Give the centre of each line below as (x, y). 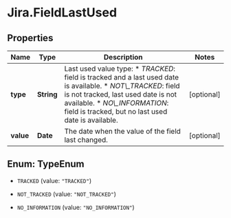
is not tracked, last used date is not (121, 94)
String (47, 94)
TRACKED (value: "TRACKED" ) (54, 180)
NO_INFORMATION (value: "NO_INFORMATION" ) (76, 207)
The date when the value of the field (122, 131)
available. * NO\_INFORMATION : (117, 103)
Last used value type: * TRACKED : (120, 69)
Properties (30, 38)
